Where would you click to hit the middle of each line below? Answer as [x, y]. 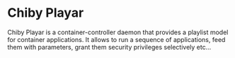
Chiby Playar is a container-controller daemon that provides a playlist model [118, 32]
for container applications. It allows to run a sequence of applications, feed [116, 39]
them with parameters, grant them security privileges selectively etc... [109, 47]
